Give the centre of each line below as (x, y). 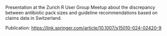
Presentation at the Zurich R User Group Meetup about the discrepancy (80, 7)
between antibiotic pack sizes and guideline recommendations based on (81, 13)
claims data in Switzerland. (34, 18)
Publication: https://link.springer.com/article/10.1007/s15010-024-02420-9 (83, 28)
